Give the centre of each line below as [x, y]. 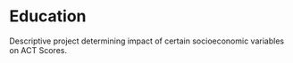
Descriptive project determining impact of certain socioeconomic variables [146, 41]
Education [48, 16]
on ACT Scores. [38, 50]
